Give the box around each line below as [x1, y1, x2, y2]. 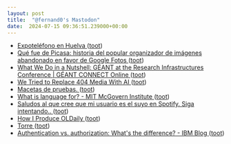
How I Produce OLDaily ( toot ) [17, 115, 101, 123]
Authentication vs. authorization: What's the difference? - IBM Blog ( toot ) [17, 129, 225, 137]
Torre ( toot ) [17, 121, 50, 130]
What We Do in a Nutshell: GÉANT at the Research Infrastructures [17, 63, 204, 72]
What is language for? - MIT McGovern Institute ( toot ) [17, 93, 170, 101]
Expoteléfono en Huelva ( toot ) [17, 42, 103, 50]
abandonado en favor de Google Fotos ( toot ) [17, 56, 144, 64]
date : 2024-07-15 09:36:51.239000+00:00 [7, 23, 128, 29]
